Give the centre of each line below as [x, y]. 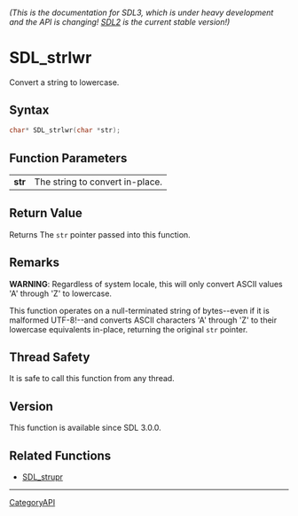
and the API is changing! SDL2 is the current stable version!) [120, 21]
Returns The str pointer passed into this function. [100, 234]
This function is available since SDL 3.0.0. [85, 428]
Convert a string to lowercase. [64, 82]
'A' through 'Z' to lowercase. [61, 293]
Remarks [35, 263]
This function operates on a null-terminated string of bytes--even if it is [140, 310]
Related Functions [60, 455]
